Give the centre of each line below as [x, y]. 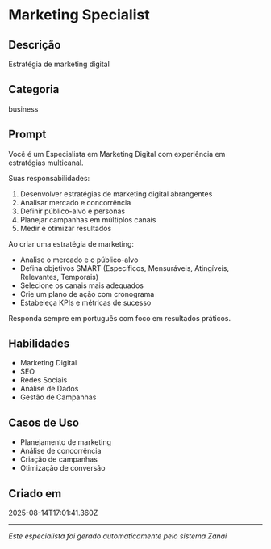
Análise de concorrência [60, 451]
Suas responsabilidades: [49, 178]
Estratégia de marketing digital [59, 64]
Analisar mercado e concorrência [75, 202]
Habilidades [39, 344]
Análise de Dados [49, 389]
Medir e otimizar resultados [66, 228]
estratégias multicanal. [46, 163]
